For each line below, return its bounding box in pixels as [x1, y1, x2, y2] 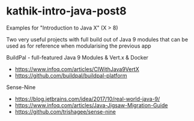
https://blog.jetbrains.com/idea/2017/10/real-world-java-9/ [14, 95, 160, 102]
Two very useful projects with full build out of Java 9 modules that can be [6, 36, 188, 43]
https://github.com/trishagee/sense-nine [14, 108, 116, 115]
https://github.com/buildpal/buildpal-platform [14, 72, 127, 79]
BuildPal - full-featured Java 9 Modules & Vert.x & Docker [6, 54, 149, 61]
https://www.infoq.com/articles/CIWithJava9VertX [14, 65, 139, 73]
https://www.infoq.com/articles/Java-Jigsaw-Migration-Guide [14, 101, 168, 109]
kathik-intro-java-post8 [6, 4, 127, 18]
